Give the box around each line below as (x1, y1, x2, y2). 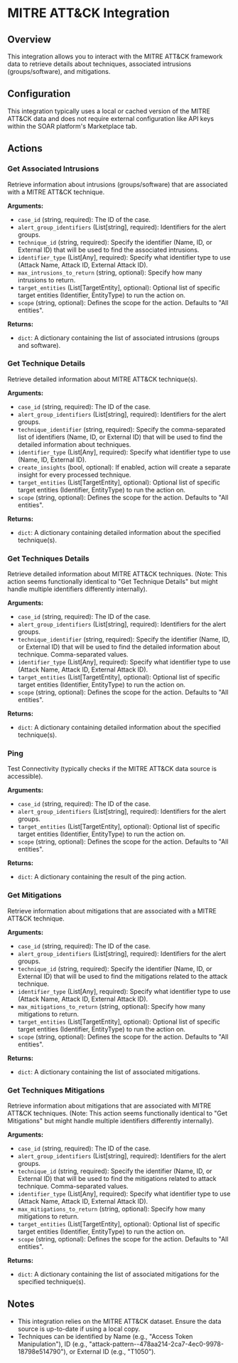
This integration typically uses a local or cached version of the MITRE (7, 107, 211, 115)
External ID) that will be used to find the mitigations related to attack (17, 1174, 217, 1182)
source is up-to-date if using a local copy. (17, 1325, 141, 1333)
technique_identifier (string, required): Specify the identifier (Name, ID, (17, 635, 230, 644)
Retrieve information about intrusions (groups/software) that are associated (7, 180, 228, 189)
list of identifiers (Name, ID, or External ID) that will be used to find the (17, 433, 223, 441)
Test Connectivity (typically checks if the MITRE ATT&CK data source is (7, 765, 217, 773)
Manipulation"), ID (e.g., (17, 1340, 87, 1348)
